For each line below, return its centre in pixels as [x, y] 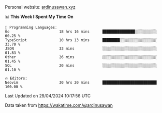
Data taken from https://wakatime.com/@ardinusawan [59, 105]
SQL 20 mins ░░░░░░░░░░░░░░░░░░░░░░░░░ [81, 65]
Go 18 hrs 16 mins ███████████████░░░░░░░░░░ [81, 32]
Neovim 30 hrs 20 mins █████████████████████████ [81, 82]
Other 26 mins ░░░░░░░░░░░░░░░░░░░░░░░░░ [81, 57]
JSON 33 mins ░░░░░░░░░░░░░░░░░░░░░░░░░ [81, 48]
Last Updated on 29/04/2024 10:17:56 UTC [48, 96]
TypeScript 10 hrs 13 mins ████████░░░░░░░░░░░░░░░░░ [81, 40]
